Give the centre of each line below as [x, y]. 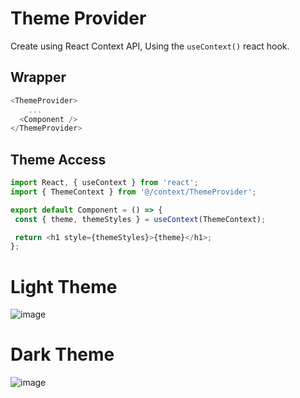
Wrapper [38, 77]
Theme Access [58, 159]
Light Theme [64, 286]
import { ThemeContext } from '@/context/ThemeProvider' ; [133, 192]
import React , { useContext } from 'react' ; [104, 183]
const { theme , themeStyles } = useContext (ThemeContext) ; [140, 219]
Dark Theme [62, 354]
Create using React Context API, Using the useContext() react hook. [150, 46]
